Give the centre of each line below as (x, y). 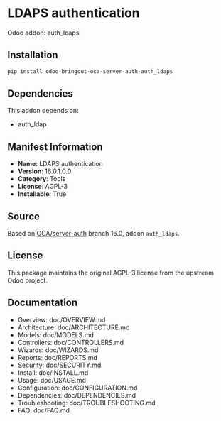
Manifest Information (55, 147)
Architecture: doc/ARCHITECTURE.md (74, 327)
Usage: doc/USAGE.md (52, 380)
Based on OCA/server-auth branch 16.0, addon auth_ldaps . (93, 234)
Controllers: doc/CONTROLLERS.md (71, 342)
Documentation (43, 303)
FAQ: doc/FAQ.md (43, 410)
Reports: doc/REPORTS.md (58, 357)
